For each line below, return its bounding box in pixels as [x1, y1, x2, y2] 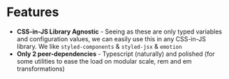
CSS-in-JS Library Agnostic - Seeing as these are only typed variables [16, 27, 223, 36]
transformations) [16, 64, 66, 73]
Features [6, 4, 59, 20]
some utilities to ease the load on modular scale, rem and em [16, 57, 193, 65]
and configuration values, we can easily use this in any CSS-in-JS [16, 34, 207, 43]
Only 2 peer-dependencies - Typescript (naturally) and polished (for [16, 50, 216, 58]
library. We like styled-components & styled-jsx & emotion [16, 42, 182, 50]
